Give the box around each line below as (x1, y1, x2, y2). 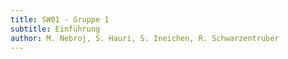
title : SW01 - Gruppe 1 (10, 14, 110, 25)
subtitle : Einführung (10, 24, 101, 34)
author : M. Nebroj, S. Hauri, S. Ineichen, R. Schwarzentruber (10, 33, 280, 43)
